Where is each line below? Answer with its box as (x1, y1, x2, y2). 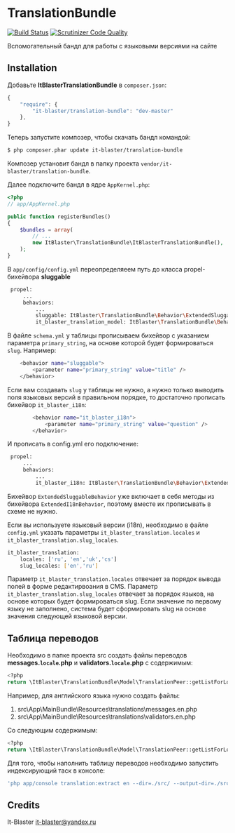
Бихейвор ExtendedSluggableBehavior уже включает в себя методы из (7, 492, 215, 500)
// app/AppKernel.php (7, 200, 71, 208)
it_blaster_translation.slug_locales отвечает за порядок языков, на (7, 589, 215, 598)
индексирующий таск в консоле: (7, 766, 106, 775)
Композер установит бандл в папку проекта (7, 159, 140, 168)
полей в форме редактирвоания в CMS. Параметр (7, 582, 159, 591)
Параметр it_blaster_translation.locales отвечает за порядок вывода (7, 575, 222, 583)
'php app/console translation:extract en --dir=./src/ (7, 780, 171, 787)
